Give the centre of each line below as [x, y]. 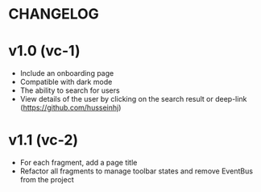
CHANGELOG [54, 14]
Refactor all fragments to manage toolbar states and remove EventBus [137, 171]
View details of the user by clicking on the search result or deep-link [133, 99]
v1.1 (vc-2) [43, 140]
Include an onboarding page [67, 73]
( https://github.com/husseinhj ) [70, 108]
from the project [47, 180]
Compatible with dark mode [66, 82]
